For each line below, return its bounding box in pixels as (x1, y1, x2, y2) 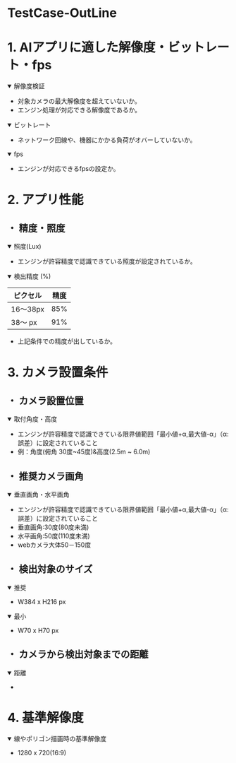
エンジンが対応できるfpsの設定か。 (17, 165, 120, 173)
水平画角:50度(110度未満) (17, 531, 90, 540)
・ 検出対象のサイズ (7, 563, 93, 575)
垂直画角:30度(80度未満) (17, 523, 89, 531)
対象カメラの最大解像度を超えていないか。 (17, 97, 141, 105)
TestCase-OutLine (7, 5, 118, 21)
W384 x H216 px (17, 597, 66, 605)
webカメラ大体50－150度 (17, 540, 92, 549)
